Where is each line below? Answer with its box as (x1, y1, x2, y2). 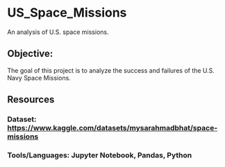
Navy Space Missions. (7, 73, 71, 82)
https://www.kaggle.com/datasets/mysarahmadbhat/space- (7, 123, 218, 133)
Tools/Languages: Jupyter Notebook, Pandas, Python (7, 150, 192, 160)
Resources (7, 94, 55, 105)
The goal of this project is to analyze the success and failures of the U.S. (7, 66, 215, 74)
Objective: (7, 48, 53, 60)
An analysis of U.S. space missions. (7, 28, 109, 36)
